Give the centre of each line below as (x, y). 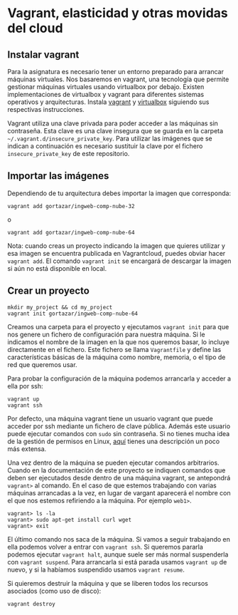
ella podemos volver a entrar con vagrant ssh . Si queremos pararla (106, 547)
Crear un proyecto (49, 291)
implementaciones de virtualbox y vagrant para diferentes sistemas (106, 94)
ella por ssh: (26, 386)
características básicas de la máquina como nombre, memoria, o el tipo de (117, 357)
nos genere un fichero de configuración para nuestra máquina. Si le (106, 334)
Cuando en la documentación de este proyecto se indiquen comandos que (117, 470)
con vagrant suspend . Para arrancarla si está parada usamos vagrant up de (117, 562)
